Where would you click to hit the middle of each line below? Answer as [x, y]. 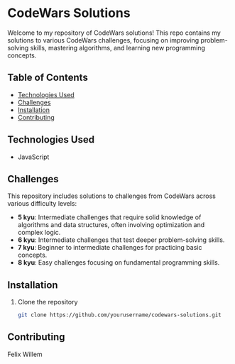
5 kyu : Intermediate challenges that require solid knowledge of [109, 217]
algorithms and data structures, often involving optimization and [111, 225]
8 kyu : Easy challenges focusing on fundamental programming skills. [119, 263]
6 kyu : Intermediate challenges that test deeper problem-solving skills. [121, 240]
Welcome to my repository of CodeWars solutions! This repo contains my [114, 33]
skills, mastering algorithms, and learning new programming [118, 48]
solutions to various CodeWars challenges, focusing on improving [103, 40]
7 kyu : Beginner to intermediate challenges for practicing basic [110, 248]
